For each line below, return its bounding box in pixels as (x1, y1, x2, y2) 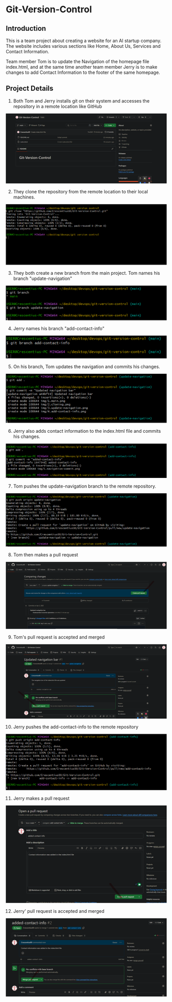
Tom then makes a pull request (13, 551, 79, 557)
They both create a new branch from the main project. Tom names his (13, 270, 160, 276)
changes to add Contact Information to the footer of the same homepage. (6, 69, 160, 75)
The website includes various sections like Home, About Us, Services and (6, 43, 161, 49)
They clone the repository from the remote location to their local (13, 188, 149, 194)
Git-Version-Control (6, 4, 92, 15)
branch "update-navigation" (13, 275, 72, 282)
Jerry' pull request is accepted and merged (13, 908, 105, 914)
